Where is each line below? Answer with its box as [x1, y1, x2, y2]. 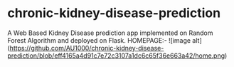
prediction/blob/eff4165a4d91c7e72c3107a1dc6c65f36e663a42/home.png [7, 51, 225, 60]
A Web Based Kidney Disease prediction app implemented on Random [7, 29, 213, 37]
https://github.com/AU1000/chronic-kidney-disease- [9, 43, 164, 52]
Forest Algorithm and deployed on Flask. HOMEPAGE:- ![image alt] [7, 36, 203, 44]
